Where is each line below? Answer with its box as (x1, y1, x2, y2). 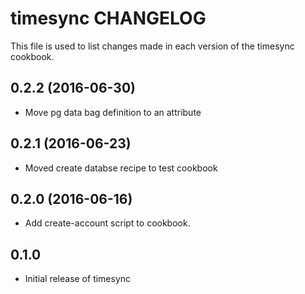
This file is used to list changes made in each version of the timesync (10, 40, 295, 52)
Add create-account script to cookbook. (24, 217, 191, 229)
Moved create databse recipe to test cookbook (24, 162, 218, 174)
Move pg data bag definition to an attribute (24, 106, 202, 118)
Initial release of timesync (24, 273, 132, 285)
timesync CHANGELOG (10, 7, 207, 30)
